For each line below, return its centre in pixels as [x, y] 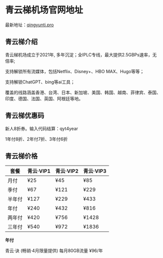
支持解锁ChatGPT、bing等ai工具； [40, 82]
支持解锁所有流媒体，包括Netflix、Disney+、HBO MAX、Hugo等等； [75, 71]
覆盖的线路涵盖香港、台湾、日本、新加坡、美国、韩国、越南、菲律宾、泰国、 [83, 92]
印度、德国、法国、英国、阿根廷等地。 [44, 98]
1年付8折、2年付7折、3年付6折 [37, 139]
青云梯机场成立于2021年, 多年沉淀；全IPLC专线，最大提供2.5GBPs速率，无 [81, 54]
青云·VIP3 [95, 171]
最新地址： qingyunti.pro [30, 25]
